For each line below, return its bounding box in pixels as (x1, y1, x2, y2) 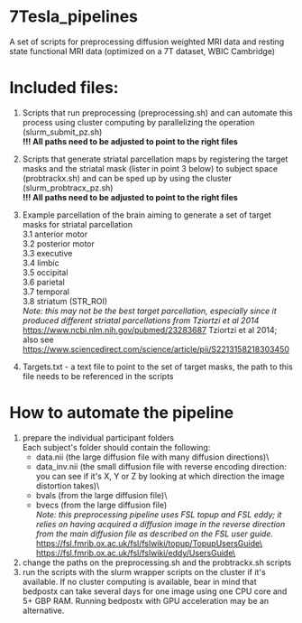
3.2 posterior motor (22, 237, 95, 249)
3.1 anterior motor (22, 228, 88, 239)
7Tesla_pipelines (9, 6, 138, 27)
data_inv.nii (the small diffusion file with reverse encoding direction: (35, 460, 287, 471)
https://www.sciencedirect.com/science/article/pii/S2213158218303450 (22, 343, 290, 354)
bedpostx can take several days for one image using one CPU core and (22, 585, 288, 597)
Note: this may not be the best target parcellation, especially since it (22, 305, 277, 316)
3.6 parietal (22, 276, 65, 287)
